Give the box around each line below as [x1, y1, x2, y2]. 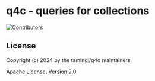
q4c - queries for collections [6, 4, 150, 18]
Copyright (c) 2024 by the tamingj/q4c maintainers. [6, 56, 132, 63]
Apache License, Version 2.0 [6, 68, 77, 75]
